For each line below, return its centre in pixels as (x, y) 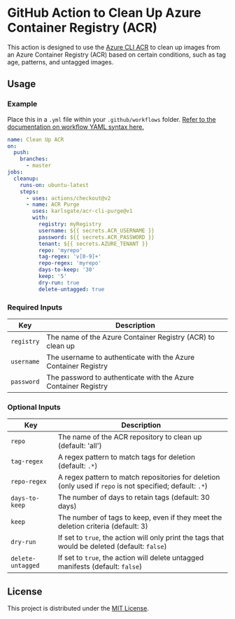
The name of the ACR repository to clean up (130, 437)
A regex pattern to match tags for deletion (127, 457)
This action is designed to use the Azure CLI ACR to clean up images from (114, 47)
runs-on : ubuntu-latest (55, 185)
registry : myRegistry (70, 224)
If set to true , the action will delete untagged (131, 558)
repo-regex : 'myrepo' (70, 263)
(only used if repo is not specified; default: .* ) (133, 486)
